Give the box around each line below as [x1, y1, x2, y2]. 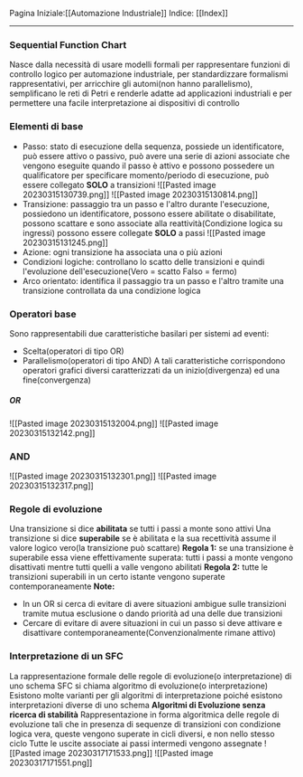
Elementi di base [9, 120, 84, 133]
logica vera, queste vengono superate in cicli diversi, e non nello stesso [9, 728, 275, 739]
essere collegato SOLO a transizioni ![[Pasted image [22, 179, 216, 190]
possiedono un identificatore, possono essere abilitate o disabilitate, [22, 208, 277, 219]
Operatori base [9, 308, 77, 320]
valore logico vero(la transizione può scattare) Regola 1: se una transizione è [9, 543, 294, 554]
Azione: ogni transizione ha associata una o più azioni [22, 246, 223, 257]
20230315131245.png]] [22, 237, 108, 248]
